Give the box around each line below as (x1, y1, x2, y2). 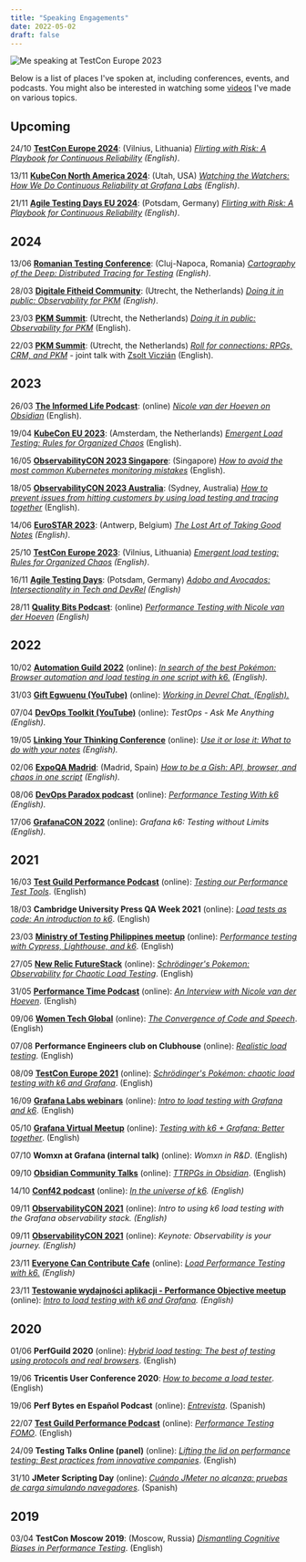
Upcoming (10, 119, 71, 134)
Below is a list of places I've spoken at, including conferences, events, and (10, 73, 290, 84)
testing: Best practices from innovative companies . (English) (10, 1455, 238, 1466)
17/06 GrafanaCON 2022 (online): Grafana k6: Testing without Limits (10, 816, 270, 827)
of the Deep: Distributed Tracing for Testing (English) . (10, 268, 212, 278)
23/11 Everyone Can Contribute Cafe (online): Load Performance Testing (10, 1257, 286, 1268)
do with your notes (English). (10, 744, 118, 755)
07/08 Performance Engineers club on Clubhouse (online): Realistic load (10, 1040, 288, 1051)
